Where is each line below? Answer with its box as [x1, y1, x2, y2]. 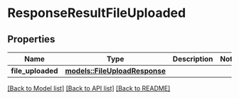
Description [172, 54, 213, 64]
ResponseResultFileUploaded [7, 5, 186, 21]
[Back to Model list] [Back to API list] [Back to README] [7, 84, 171, 93]
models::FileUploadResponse [65, 66, 166, 76]
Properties [7, 33, 55, 45]
